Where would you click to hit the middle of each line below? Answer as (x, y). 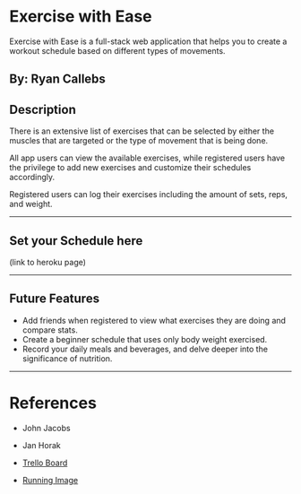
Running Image (50, 480)
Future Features (55, 299)
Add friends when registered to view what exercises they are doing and (154, 320)
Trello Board (45, 463)
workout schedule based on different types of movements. (117, 50)
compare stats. (50, 330)
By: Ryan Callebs (57, 79)
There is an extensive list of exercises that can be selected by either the (142, 131)
